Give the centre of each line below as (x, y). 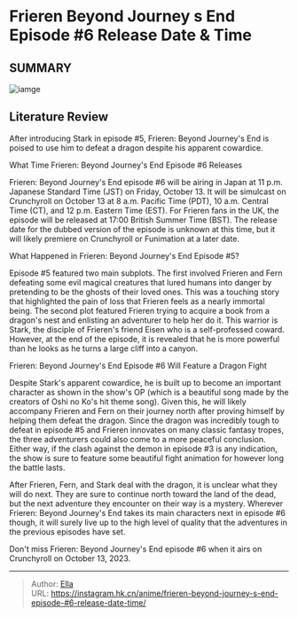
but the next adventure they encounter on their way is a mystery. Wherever (146, 504)
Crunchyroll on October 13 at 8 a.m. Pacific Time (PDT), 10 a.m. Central (139, 200)
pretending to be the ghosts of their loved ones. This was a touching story (144, 292)
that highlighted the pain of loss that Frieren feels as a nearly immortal (137, 301)
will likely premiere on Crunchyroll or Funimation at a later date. (124, 238)
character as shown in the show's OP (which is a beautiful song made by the (149, 392)
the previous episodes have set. (67, 531)
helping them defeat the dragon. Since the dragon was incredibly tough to (144, 420)
